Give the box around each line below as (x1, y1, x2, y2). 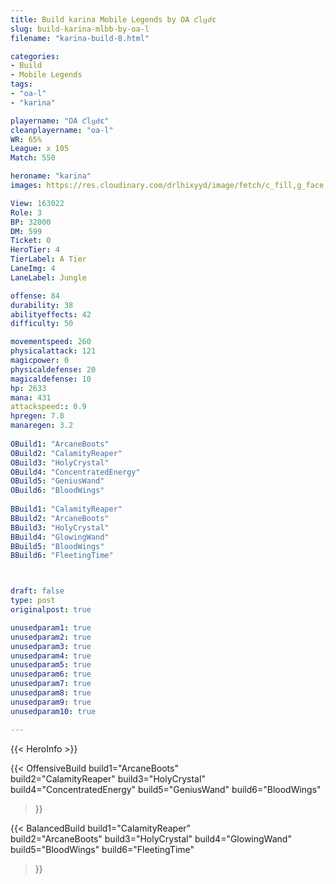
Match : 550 (10, 153, 56, 163)
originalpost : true (10, 605, 92, 615)
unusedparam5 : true (10, 660, 92, 670)
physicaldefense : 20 (10, 364, 97, 375)
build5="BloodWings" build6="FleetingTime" (10, 843, 195, 855)
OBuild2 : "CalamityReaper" (10, 448, 123, 458)
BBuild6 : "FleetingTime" (10, 551, 114, 561)
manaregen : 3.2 (10, 421, 74, 431)
